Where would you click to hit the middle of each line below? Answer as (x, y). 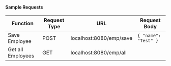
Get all (16, 49)
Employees (21, 56)
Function (23, 24)
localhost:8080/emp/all (98, 53)
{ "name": (149, 36)
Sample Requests (24, 7)
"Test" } (148, 41)
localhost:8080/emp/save (102, 38)
